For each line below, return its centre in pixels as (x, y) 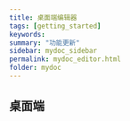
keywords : (28, 34)
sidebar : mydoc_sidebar (53, 51)
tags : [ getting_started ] (55, 26)
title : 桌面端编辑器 (43, 17)
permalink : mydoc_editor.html (65, 59)
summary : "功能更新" (45, 43)
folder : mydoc (36, 68)
